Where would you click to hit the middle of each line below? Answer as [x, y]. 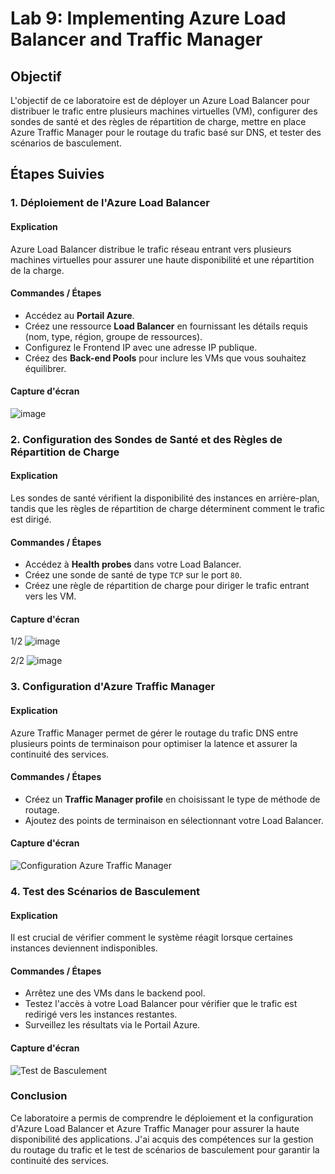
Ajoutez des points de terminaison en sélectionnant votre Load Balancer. [174, 820]
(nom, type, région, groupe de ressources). [113, 336]
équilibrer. [45, 368]
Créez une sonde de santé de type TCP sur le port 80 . [133, 575]
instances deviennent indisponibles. [84, 948]
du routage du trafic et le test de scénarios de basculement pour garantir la [165, 1149]
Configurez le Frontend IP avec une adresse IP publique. [141, 347]
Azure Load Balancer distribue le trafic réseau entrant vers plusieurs [151, 249]
